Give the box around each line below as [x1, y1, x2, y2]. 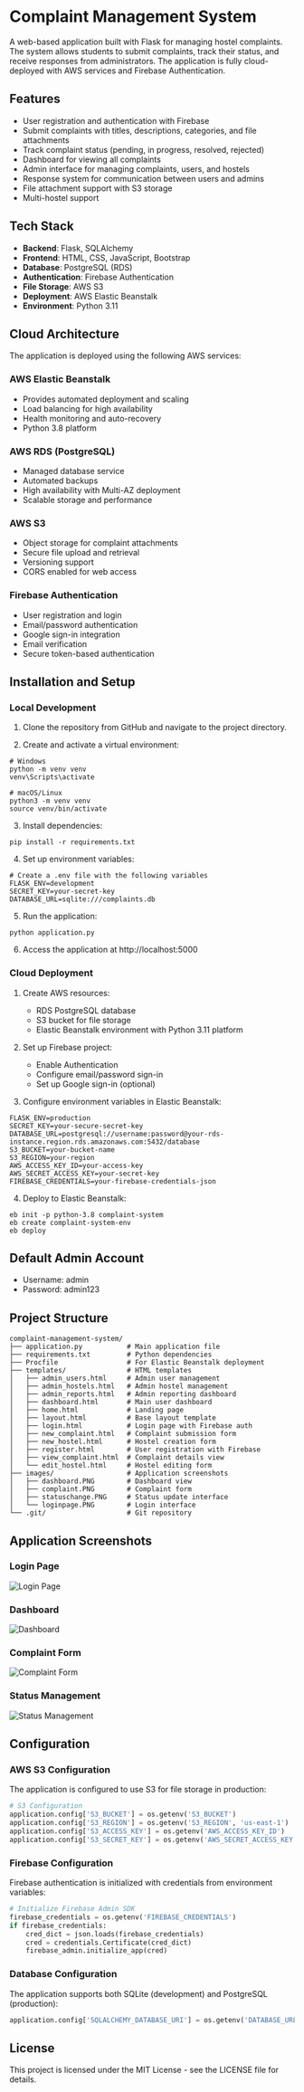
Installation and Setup [9, 674, 136, 689]
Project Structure [9, 1310, 109, 1326]
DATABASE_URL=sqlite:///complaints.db [9, 895, 156, 904]
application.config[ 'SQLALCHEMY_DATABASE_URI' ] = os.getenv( [9, 2015, 245, 2024]
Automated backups [22, 475, 99, 486]
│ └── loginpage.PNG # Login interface [9, 1500, 196, 1510]
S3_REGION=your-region [9, 1153, 95, 1162]
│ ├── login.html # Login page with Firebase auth [9, 1422, 253, 1431]
